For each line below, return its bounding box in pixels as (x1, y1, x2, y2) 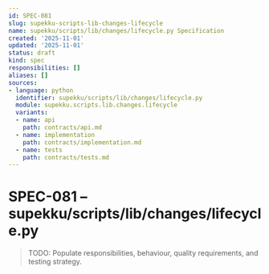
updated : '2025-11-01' (8, 42, 84, 50)
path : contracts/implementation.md (22, 138, 142, 147)
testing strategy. (27, 257, 83, 267)
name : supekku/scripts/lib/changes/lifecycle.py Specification (8, 26, 225, 34)
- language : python (8, 86, 74, 95)
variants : (15, 109, 48, 117)
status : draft (8, 49, 56, 57)
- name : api (15, 116, 56, 124)
